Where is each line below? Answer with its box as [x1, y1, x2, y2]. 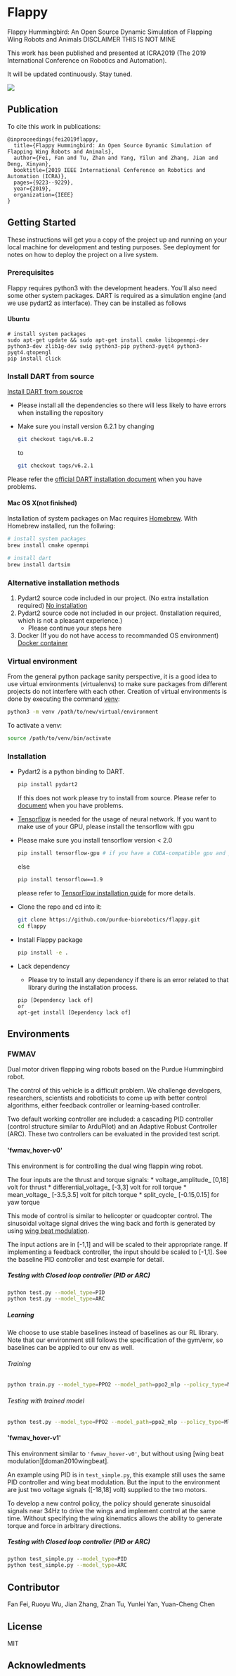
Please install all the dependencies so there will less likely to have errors [17, 401, 227, 409]
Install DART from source [7, 371, 95, 381]
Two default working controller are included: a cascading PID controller [7, 1115, 214, 1124]
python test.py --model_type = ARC [7, 1296, 105, 1303]
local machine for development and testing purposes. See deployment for [7, 242, 221, 251]
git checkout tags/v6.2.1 [17, 462, 93, 469]
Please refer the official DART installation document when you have [7, 475, 202, 483]
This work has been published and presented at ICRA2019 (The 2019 [7, 49, 206, 57]
